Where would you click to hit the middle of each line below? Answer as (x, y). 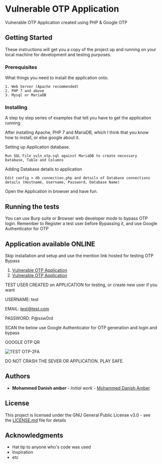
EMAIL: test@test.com (27, 309)
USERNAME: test (22, 299)
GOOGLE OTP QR (22, 342)
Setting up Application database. (37, 147)
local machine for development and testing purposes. (58, 54)
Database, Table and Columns (34, 160)
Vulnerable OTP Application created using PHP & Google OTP (66, 22)
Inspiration (22, 452)
